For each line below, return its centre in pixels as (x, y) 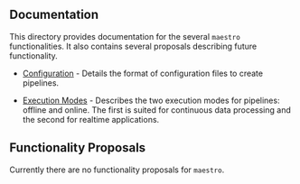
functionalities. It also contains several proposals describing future (133, 46)
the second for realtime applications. (91, 119)
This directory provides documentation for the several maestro (125, 36)
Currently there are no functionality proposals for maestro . (117, 170)
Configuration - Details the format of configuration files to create (143, 73)
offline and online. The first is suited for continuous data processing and (156, 110)
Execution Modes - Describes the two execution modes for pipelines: (151, 100)
